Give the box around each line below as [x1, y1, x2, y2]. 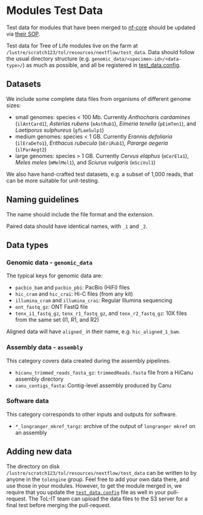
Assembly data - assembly [6, 343, 83, 351]
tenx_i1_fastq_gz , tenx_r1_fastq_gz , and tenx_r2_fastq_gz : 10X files [15, 309, 187, 317]
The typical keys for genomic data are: [6, 272, 103, 280]
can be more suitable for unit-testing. [6, 177, 100, 184]
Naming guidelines [6, 195, 79, 205]
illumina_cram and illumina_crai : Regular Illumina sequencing [15, 297, 173, 304]
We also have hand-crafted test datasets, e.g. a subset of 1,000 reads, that [6, 170, 193, 178]
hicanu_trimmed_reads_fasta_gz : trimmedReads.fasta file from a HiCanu [15, 368, 193, 376]
